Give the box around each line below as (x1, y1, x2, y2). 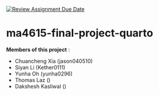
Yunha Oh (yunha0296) (14, 70, 73, 77)
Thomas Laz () (14, 76, 51, 83)
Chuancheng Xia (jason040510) (14, 57, 93, 65)
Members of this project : (6, 46, 70, 53)
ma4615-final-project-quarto (6, 27, 154, 40)
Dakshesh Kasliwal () (14, 83, 67, 90)
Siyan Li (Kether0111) (14, 64, 66, 71)
